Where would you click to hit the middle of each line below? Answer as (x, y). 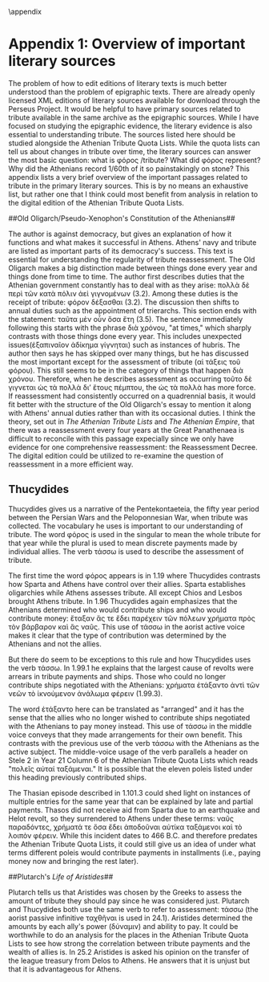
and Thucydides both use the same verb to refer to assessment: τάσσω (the (133, 909)
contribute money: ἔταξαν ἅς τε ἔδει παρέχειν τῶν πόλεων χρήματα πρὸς (132, 618)
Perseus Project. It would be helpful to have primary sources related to (125, 108)
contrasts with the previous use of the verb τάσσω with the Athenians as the (134, 743)
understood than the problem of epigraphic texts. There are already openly (132, 92)
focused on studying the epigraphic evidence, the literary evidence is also (130, 126)
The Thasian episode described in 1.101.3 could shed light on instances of (129, 793)
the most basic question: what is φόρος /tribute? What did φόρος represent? (134, 160)
